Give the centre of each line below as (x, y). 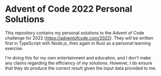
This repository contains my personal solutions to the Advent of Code (75, 33)
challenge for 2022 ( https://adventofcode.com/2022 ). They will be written (79, 38)
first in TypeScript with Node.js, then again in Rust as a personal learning (78, 43)
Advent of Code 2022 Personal (69, 9)
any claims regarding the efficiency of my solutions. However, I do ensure (79, 63)
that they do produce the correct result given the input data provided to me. (81, 68)
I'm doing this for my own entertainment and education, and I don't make (78, 57)
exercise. (14, 48)
